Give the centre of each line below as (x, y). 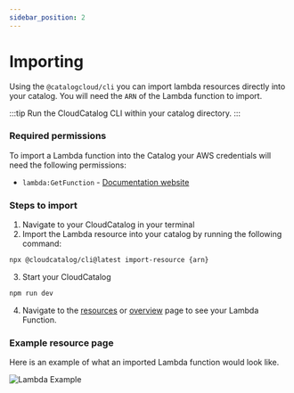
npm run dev (31, 294)
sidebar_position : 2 (48, 17)
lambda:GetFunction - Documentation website (106, 182)
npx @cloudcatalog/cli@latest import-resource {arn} (109, 260)
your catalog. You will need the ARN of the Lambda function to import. (136, 95)
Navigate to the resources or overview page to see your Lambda (140, 310)
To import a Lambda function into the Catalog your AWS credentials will (140, 155)
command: (42, 244)
